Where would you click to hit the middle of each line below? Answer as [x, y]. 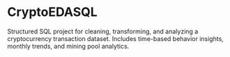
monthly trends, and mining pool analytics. [68, 46]
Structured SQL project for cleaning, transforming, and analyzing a [103, 31]
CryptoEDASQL [52, 12]
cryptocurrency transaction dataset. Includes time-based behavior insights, [116, 38]
